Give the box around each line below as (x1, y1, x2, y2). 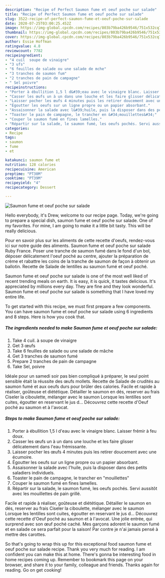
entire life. (5, 294, 26, 300)
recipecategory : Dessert (5, 185, 56, 190)
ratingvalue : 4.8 (5, 44, 41, 49)
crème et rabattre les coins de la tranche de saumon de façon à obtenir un (5, 258, 156, 264)
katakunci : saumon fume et (5, 158, 60, 163)
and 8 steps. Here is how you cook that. (5, 314, 86, 320)
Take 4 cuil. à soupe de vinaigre (12, 337, 77, 343)
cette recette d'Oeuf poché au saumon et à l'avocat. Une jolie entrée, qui (5, 516, 152, 522)
